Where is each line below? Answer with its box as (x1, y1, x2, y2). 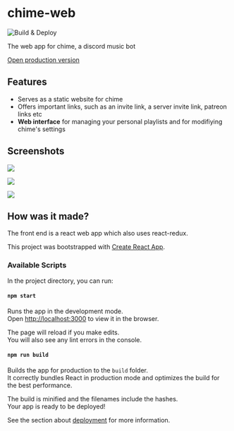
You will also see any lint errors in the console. (7, 335, 142, 344)
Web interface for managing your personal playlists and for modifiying (17, 117, 223, 126)
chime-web (7, 5, 76, 21)
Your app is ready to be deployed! (7, 402, 106, 411)
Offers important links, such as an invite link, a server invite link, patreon (17, 102, 228, 111)
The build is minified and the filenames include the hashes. (7, 395, 178, 403)
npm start (7, 293, 37, 300)
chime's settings (17, 125, 66, 133)
